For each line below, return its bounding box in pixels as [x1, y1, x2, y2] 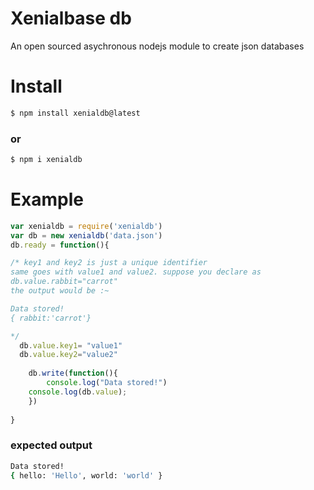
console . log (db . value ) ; [28, 387, 128, 397]
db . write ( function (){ [28, 368, 118, 379]
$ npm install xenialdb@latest [10, 108, 141, 118]
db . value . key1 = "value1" [19, 340, 123, 351]
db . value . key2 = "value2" [19, 350, 118, 360]
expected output [10, 438, 93, 452]
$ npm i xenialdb [10, 155, 83, 165]
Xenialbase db [10, 7, 132, 30]
